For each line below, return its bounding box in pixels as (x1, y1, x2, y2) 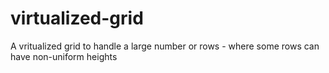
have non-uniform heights (10, 50, 118, 62)
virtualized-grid (10, 7, 144, 30)
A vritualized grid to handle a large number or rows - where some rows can (10, 40, 320, 52)
